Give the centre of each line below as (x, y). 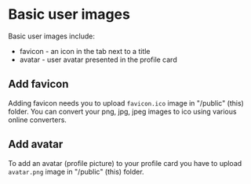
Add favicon (38, 84)
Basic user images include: (52, 36)
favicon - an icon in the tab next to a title (85, 51)
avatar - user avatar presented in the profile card (98, 60)
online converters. (37, 120)
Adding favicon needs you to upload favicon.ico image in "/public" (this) (126, 103)
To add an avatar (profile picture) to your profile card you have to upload (125, 163)
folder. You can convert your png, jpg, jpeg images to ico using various (122, 111)
